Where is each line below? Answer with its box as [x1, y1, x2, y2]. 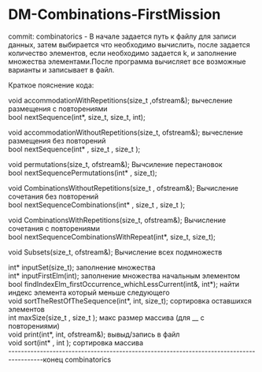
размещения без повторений [8, 136, 106, 145]
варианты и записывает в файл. [8, 65, 115, 74]
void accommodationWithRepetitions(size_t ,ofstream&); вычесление [8, 95, 234, 105]
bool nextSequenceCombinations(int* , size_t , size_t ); [8, 199, 186, 210]
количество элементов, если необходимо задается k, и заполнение [8, 48, 238, 58]
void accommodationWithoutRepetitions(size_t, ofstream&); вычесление [8, 128, 244, 137]
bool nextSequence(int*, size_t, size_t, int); [8, 112, 146, 121]
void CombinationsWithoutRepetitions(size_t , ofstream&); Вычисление [8, 183, 238, 192]
